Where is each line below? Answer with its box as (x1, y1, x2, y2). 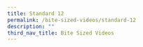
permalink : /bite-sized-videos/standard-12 (7, 17, 137, 23)
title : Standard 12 (7, 10, 64, 17)
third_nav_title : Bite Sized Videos (7, 29, 114, 37)
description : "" (7, 23, 55, 30)
